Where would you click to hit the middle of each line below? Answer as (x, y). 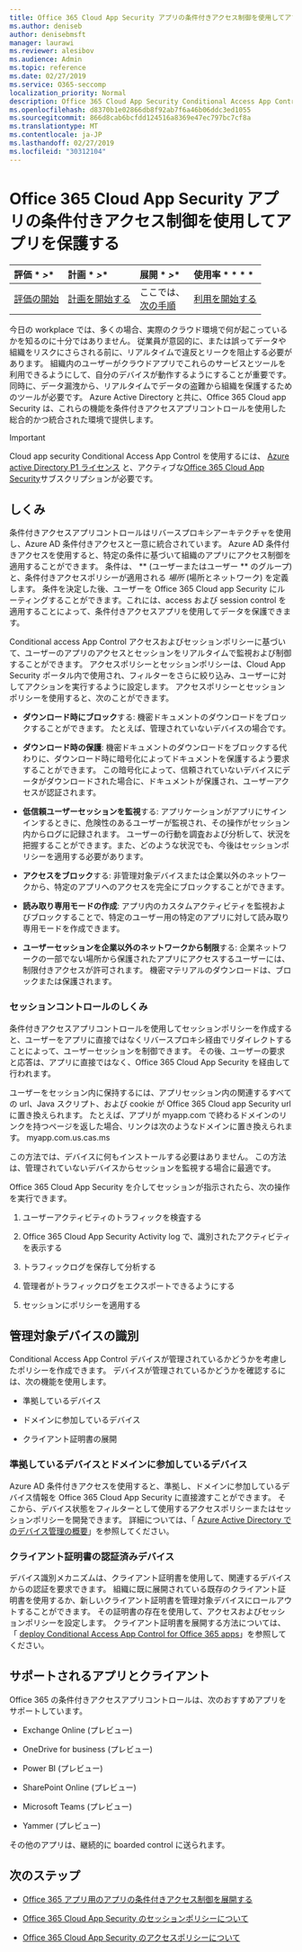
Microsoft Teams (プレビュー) (77, 1806)
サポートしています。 (49, 1711)
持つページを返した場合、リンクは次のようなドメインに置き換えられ (159, 1126)
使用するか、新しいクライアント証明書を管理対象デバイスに (143, 1600)
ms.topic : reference (48, 68)
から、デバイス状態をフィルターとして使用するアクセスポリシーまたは (147, 1509)
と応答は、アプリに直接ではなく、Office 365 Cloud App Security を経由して (150, 1061)
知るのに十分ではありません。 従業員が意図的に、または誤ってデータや (155, 340)
